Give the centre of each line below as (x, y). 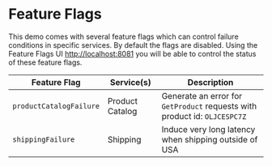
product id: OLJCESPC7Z (204, 116)
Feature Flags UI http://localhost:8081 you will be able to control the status (132, 53)
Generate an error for (202, 96)
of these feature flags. (45, 62)
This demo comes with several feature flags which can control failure (123, 36)
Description (210, 82)
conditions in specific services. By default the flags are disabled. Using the (133, 45)
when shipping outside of (210, 139)
